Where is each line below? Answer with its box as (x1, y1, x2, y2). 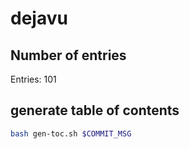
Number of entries (10, 47, 127, 64)
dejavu (10, 7, 68, 30)
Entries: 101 (10, 73, 57, 85)
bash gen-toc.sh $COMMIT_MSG (10, 128, 132, 139)
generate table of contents (10, 102, 180, 119)
